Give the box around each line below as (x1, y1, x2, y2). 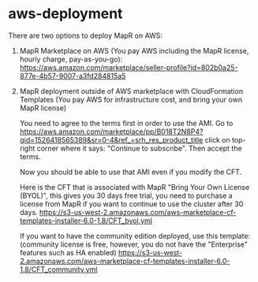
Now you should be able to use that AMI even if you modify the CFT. (19, 167, 242, 176)
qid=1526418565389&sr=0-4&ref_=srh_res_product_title (19, 135, 204, 144)
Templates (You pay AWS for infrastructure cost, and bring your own (19, 95, 243, 104)
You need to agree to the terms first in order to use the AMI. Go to (19, 118, 234, 128)
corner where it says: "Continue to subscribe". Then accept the (36, 143, 242, 153)
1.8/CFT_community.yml (19, 265, 98, 274)
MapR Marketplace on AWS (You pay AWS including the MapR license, (19, 46, 249, 55)
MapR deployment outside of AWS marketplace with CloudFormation (19, 86, 243, 95)
